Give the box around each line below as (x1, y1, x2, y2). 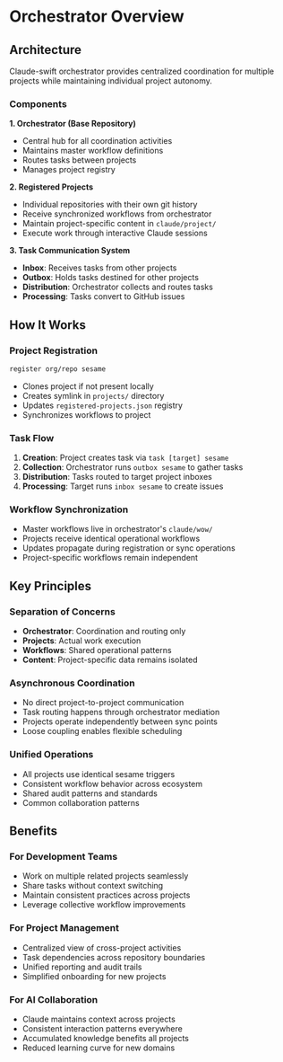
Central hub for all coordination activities (21, 136, 173, 146)
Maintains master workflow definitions (21, 146, 164, 156)
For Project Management (9, 922, 119, 934)
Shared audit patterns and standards (21, 788, 159, 799)
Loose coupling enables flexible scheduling (21, 726, 183, 737)
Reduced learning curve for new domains (21, 1042, 176, 1053)
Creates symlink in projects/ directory (21, 390, 165, 401)
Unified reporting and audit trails (21, 961, 142, 972)
